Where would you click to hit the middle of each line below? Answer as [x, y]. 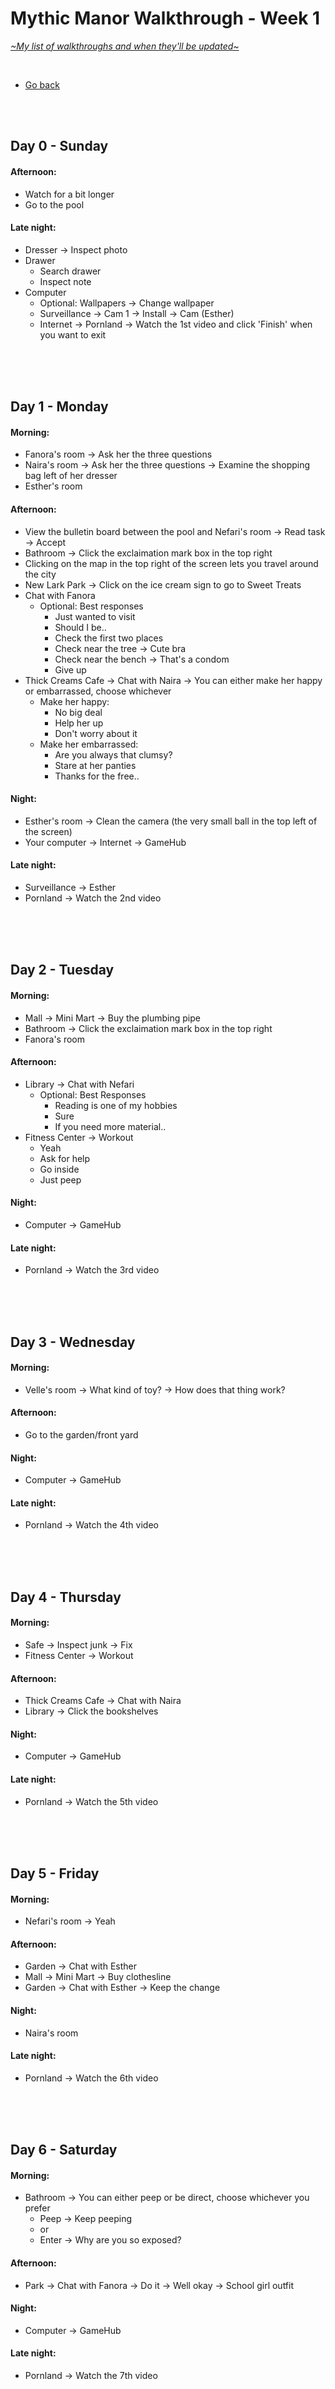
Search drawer [70, 271]
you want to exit [73, 334]
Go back [42, 84]
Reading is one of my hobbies [116, 1105]
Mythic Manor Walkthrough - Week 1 [165, 18]
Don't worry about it [96, 733]
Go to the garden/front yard [81, 1434]
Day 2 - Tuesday [62, 970]
